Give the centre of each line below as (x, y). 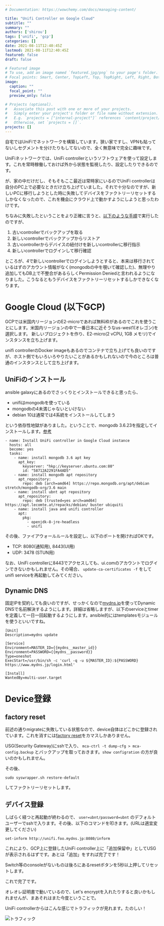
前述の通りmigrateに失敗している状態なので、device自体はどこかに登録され (81, 729)
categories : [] (20, 41)
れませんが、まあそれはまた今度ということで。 (52, 898)
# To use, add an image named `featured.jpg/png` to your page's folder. (82, 73)
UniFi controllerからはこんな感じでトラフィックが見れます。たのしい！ (76, 908)
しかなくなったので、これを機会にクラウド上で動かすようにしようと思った (80, 199)
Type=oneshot (18, 656)
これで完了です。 (22, 881)
